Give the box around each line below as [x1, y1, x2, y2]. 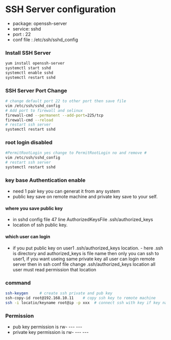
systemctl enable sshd [5, 70, 53, 75]
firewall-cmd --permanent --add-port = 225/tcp [5, 113, 103, 118]
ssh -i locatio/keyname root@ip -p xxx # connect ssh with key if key [5, 300, 160, 305]
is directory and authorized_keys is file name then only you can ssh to [12, 250, 159, 256]
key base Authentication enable [5, 176, 85, 183]
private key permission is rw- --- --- [12, 329, 89, 335]
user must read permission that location [12, 266, 97, 272]
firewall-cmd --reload [5, 117, 53, 122]
